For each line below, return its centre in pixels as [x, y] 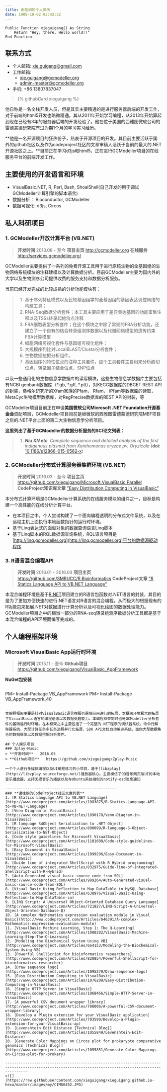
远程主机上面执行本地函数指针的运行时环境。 [58, 522]
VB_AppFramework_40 [29, 699]
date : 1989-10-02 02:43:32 [33, 14]
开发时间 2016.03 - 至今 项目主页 [51, 477]
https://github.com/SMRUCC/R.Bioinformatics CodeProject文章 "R [85, 579]
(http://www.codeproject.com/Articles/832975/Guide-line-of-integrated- [82, 867]
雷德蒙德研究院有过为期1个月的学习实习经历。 [52, 128]
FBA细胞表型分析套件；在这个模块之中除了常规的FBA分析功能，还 [92, 324]
